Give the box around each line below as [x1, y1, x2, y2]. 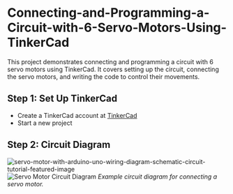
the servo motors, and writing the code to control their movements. [7, 72, 200, 81]
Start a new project [17, 119, 73, 127]
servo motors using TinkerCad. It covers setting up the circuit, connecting [7, 65, 220, 73]
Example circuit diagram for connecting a [97, 172, 218, 181]
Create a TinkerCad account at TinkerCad [17, 111, 137, 119]
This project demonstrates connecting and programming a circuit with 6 [7, 57, 214, 66]
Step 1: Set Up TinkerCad [7, 93, 118, 105]
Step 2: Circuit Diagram [7, 139, 111, 151]
